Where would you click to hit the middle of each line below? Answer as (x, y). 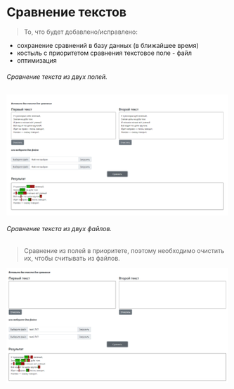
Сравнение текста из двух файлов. (59, 229)
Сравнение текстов (67, 12)
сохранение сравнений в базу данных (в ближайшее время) (108, 45)
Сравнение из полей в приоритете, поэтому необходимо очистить (124, 251)
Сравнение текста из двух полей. (57, 76)
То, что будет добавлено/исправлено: (80, 32)
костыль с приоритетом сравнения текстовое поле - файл (104, 53)
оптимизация (37, 60)
